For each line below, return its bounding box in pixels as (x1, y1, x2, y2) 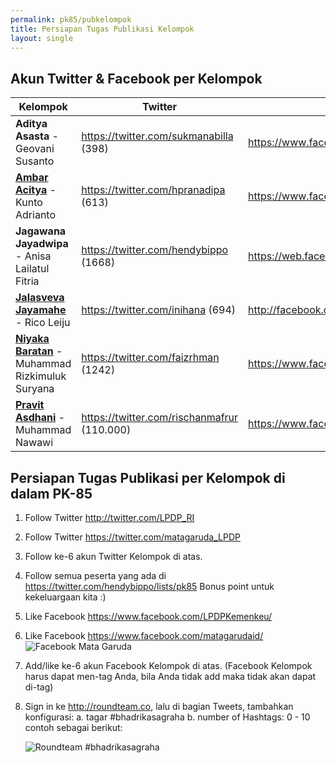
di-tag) (24, 681, 54, 693)
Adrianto (15, 208, 56, 222)
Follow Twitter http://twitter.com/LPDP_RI (24, 512, 195, 523)
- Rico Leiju (15, 316, 71, 330)
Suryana (15, 382, 55, 396)
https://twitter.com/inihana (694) (81, 303, 237, 317)
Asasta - (15, 129, 59, 143)
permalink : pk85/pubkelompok (10, 14, 132, 25)
